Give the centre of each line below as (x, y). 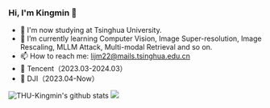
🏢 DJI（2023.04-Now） (59, 78)
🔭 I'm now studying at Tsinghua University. (91, 30)
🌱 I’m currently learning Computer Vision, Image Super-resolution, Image (141, 38)
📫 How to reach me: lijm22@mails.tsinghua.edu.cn (105, 56)
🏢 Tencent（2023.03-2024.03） (73, 69)
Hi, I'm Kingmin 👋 (43, 13)
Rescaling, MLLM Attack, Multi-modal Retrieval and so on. (116, 47)
